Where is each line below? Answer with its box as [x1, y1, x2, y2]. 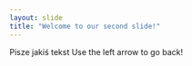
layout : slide [9, 13, 64, 23]
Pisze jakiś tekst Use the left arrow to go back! [9, 46, 184, 57]
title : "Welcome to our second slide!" [9, 22, 161, 31]
